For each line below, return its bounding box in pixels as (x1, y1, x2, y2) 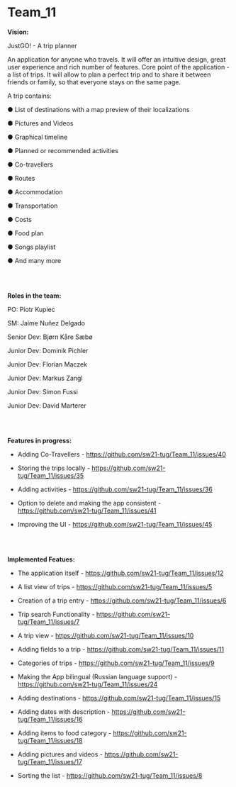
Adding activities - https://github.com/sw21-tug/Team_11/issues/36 (17, 485, 213, 493)
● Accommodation (7, 187, 63, 196)
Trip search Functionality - (17, 610, 95, 618)
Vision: (7, 28, 29, 36)
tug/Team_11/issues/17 (17, 757, 83, 766)
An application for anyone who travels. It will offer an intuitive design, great (7, 55, 226, 64)
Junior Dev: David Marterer (7, 401, 86, 410)
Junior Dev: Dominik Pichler (7, 346, 89, 355)
